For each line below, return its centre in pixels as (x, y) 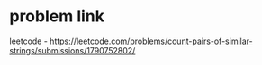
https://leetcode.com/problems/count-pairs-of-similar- (151, 41)
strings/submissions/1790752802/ (72, 50)
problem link (57, 16)
